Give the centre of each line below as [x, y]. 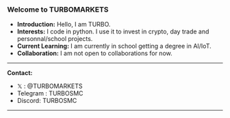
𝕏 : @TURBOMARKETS [50, 86]
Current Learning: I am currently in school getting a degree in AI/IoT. [114, 46]
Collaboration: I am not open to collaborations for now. [94, 53]
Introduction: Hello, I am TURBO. [64, 25]
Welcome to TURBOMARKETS [58, 10]
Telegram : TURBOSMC [50, 93]
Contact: [20, 73]
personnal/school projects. [55, 39]
